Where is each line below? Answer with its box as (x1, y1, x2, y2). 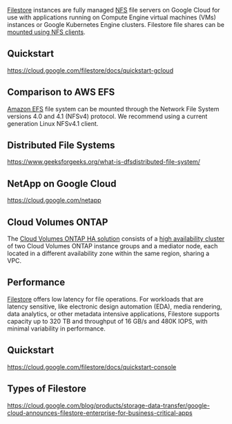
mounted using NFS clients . (7, 28, 86, 36)
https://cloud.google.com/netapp (7, 196, 101, 205)
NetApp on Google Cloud (7, 178, 117, 190)
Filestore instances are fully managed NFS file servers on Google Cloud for (7, 6, 220, 14)
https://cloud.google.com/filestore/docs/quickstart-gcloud (7, 66, 174, 75)
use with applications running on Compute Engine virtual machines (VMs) (7, 13, 216, 21)
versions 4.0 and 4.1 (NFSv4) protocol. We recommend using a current (7, 112, 208, 120)
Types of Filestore (7, 383, 86, 395)
